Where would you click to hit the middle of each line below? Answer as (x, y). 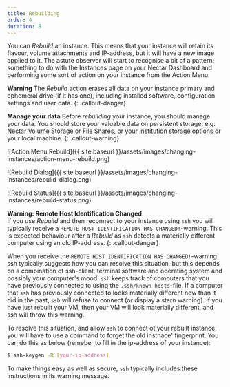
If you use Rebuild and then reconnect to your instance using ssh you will (111, 221)
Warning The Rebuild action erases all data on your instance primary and (111, 88)
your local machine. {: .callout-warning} (63, 138)
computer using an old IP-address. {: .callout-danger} (83, 243)
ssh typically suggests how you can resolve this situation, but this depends (114, 264)
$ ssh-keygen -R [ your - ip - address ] (58, 355)
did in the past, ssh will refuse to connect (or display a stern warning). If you (115, 300)
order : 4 (20, 20)
